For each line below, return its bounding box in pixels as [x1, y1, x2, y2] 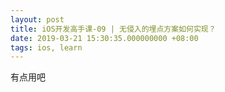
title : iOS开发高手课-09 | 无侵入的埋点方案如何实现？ [10, 24, 217, 34]
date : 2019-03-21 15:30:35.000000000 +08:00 [10, 33, 199, 43]
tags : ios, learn [10, 42, 83, 53]
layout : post [10, 14, 65, 25]
